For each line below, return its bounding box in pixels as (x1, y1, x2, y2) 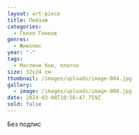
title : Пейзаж (7, 17, 49, 24)
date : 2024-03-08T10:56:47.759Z (7, 95, 101, 102)
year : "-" (7, 49, 36, 56)
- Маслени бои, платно (13, 62, 79, 69)
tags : (7, 56, 23, 63)
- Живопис (13, 42, 42, 49)
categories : (7, 23, 42, 30)
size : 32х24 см (7, 68, 51, 75)
